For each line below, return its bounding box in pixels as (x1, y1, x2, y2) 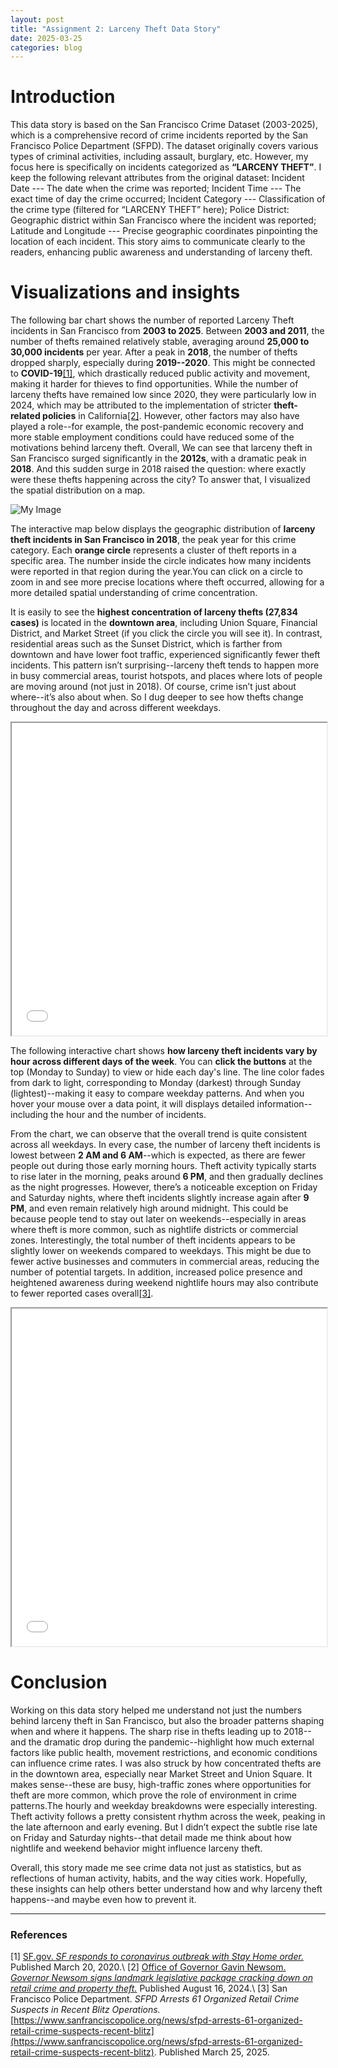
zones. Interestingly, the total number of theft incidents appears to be (10, 1234, 296, 1246)
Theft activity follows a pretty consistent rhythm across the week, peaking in (10, 1811, 326, 1823)
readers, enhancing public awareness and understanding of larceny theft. (10, 246, 313, 258)
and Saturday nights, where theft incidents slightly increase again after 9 (10, 1192, 310, 1204)
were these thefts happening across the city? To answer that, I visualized (10, 474, 311, 486)
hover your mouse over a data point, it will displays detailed (10, 1098, 255, 1110)
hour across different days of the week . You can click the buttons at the (10, 1056, 313, 1068)
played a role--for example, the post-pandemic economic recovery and (10, 421, 304, 433)
